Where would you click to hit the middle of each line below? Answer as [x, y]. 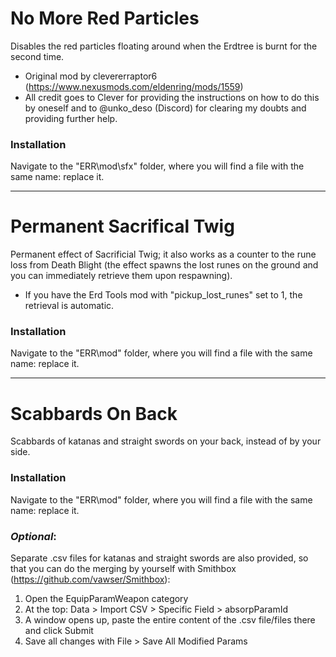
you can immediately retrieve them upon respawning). [121, 276]
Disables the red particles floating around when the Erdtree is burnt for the [164, 46]
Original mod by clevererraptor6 [91, 76]
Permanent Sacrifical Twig [122, 226]
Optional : [33, 536]
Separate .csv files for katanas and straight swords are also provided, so [159, 558]
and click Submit [59, 630]
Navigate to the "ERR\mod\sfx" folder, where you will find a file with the [157, 166]
